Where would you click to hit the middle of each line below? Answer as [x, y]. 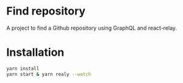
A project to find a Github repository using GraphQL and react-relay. [92, 28]
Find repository [46, 11]
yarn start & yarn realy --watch [49, 74]
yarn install [23, 68]
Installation [35, 52]
